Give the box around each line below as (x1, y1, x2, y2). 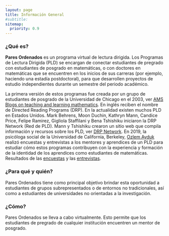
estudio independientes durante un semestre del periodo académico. (5, 81, 149, 87)
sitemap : (5, 21, 24, 27)
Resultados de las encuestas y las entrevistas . (5, 155, 101, 162)
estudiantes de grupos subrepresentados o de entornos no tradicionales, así (5, 185, 164, 191)
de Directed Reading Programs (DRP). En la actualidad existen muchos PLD (5, 107, 161, 113)
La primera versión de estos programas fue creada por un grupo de (5, 91, 146, 97)
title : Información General (5, 12, 65, 17)
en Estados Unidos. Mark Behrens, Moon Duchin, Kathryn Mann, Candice (5, 112, 158, 119)
